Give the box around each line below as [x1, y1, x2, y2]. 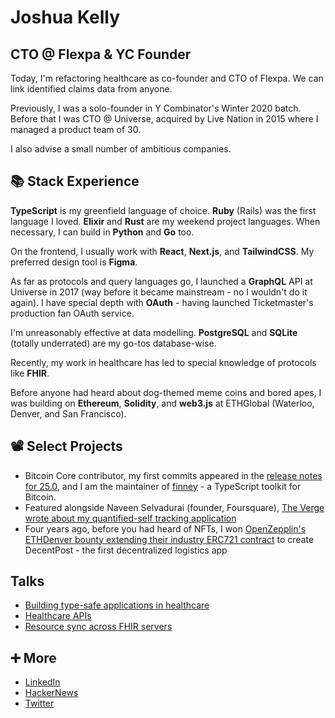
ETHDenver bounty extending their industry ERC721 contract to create [24, 533, 315, 545]
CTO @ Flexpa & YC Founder [10, 46, 192, 63]
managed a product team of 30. [10, 124, 142, 135]
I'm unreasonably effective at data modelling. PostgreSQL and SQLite [10, 326, 298, 338]
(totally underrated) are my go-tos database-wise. [10, 337, 217, 349]
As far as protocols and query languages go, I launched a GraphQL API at [10, 275, 313, 287]
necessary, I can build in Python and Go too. [10, 226, 195, 238]
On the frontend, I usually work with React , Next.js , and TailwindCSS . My [10, 245, 315, 257]
